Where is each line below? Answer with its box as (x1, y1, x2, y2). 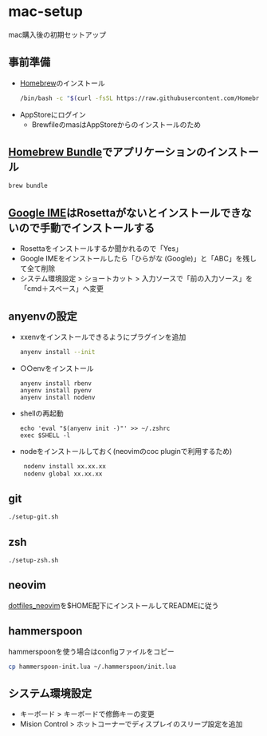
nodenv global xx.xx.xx (23, 470, 103, 478)
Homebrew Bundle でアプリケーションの (8, 145, 207, 159)
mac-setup (8, 2, 84, 21)
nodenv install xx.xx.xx (23, 462, 106, 470)
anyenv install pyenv (19, 386, 92, 394)
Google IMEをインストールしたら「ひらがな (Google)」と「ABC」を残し (19, 254, 257, 264)
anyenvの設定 (8, 309, 77, 323)
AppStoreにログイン (19, 109, 86, 119)
